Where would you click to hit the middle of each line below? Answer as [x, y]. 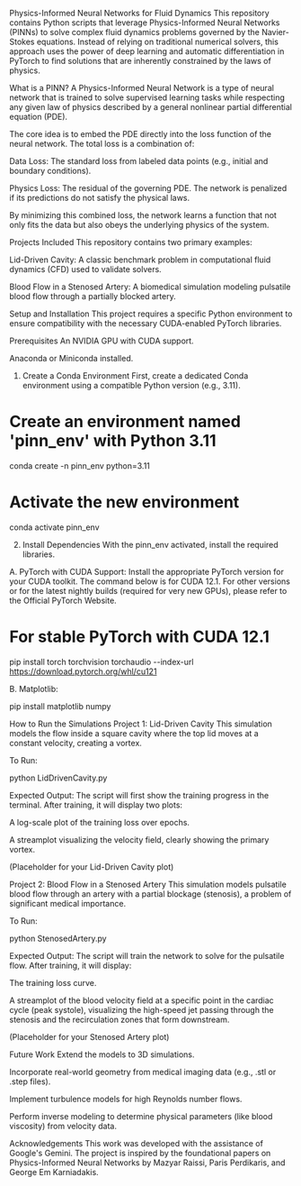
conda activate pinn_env [55, 527]
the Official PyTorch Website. [63, 600]
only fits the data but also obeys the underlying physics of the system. [139, 225]
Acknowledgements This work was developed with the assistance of [136, 1143]
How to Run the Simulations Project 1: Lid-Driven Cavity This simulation [141, 724]
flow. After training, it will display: [71, 965]
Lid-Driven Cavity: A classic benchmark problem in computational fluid [140, 260]
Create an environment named [125, 422]
